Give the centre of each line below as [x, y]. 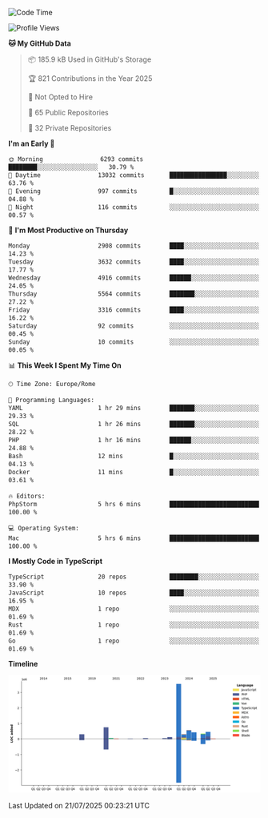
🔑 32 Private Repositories [70, 128]
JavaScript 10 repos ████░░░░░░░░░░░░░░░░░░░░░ [134, 593]
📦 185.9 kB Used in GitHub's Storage [90, 59]
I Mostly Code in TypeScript [55, 561]
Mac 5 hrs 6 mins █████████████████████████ [134, 538]
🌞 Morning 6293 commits [76, 159]
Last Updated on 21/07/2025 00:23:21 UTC [79, 806]
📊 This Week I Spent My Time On [65, 365]
